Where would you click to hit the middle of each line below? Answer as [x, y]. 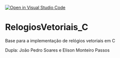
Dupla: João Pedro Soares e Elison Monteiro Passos [58, 50]
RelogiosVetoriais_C [47, 27]
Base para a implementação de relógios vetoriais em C [60, 40]
